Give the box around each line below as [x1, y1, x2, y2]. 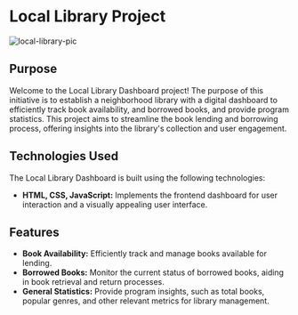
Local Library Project [9, 6, 166, 27]
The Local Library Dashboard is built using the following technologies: [9, 172, 266, 183]
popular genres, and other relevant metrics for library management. [21, 295, 270, 306]
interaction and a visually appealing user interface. [21, 198, 208, 210]
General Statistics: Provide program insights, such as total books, [21, 287, 265, 297]
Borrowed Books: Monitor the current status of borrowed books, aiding [21, 267, 285, 278]
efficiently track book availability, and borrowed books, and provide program [9, 104, 289, 115]
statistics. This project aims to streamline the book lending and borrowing [9, 113, 278, 124]
